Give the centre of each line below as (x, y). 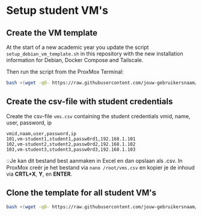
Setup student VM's (57, 11)
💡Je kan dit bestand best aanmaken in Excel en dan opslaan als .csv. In (94, 160)
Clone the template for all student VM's (81, 193)
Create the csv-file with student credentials (90, 102)
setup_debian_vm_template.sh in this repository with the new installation (95, 54)
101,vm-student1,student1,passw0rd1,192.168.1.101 (71, 139)
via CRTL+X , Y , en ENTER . (39, 174)
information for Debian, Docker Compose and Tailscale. (75, 60)
